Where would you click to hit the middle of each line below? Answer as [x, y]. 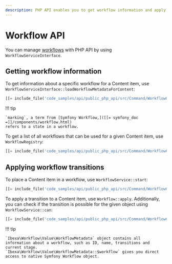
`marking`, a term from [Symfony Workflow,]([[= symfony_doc [72, 118]
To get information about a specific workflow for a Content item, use [77, 84]
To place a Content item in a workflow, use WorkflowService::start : [77, 179]
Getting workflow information [53, 71]
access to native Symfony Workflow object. [52, 256]
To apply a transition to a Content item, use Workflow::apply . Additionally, [83, 199]
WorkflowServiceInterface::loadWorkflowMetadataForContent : [70, 89]
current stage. [21, 247]
